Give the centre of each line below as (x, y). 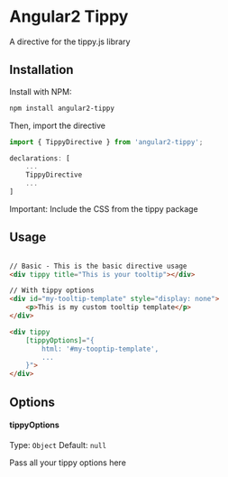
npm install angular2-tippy (62, 108)
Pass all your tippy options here (68, 463)
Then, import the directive (58, 125)
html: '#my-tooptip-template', (100, 349)
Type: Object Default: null (58, 445)
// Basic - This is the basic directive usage (98, 266)
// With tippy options (52, 290)
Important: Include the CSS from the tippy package (104, 208)
